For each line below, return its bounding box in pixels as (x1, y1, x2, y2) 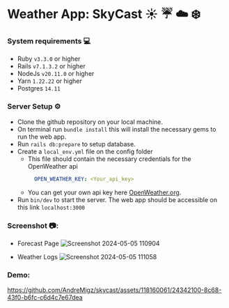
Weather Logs (17, 252, 58, 261)
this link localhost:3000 (17, 203, 86, 211)
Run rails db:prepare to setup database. (17, 139, 136, 148)
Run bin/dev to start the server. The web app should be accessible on (17, 195, 218, 203)
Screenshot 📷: (7, 221, 59, 231)
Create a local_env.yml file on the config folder (17, 147, 153, 155)
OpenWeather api (27, 162, 78, 170)
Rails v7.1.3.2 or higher (17, 62, 86, 70)
